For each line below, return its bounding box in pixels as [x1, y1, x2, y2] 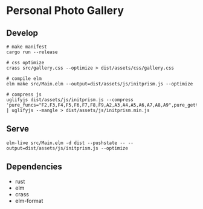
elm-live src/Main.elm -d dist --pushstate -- [6, 140, 126, 146]
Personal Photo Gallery [6, 4, 124, 18]
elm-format [14, 197, 43, 204]
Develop [6, 28, 38, 38]
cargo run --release [6, 49, 59, 55]
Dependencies [6, 162, 62, 172]
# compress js [6, 91, 42, 98]
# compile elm [6, 76, 42, 82]
